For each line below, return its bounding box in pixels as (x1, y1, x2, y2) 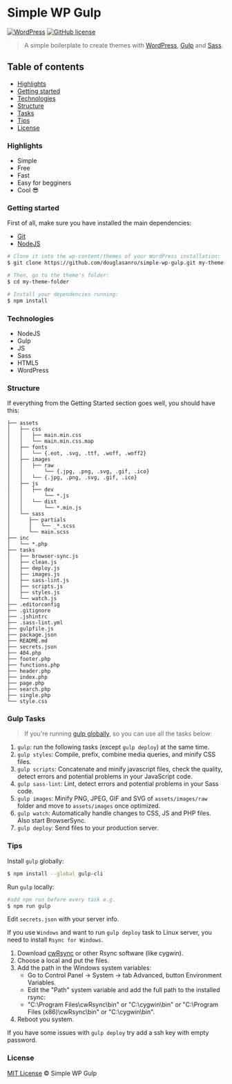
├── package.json (7, 631, 57, 639)
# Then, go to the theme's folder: (7, 272, 110, 279)
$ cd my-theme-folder (7, 278, 70, 285)
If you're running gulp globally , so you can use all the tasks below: (23, 729, 213, 738)
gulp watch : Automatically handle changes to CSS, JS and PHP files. (17, 809, 212, 817)
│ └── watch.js (7, 595, 57, 602)
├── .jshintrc (7, 613, 48, 620)
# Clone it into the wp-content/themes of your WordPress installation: (7, 253, 221, 260)
